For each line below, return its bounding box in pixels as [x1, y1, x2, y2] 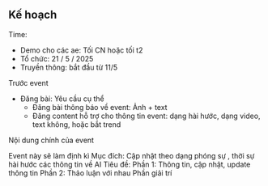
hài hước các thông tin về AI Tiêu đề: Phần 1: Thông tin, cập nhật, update [8, 159, 251, 169]
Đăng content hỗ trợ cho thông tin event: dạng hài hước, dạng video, [32, 111, 261, 120]
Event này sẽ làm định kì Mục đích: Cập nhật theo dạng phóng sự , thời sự [8, 150, 255, 160]
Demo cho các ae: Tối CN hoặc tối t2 [19, 45, 143, 55]
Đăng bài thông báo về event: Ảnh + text [32, 102, 168, 112]
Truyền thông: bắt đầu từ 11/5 [19, 62, 118, 72]
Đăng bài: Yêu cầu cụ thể [19, 94, 104, 104]
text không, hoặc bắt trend [32, 119, 121, 129]
